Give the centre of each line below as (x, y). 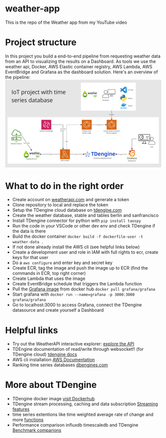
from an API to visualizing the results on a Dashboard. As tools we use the (81, 61)
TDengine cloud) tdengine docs (45, 354)
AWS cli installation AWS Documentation (54, 360)
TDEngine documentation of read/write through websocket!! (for (78, 349)
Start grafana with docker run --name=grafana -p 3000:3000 (73, 294)
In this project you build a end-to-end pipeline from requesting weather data (83, 56)
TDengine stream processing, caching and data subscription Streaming (85, 404)
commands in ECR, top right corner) (49, 274)
